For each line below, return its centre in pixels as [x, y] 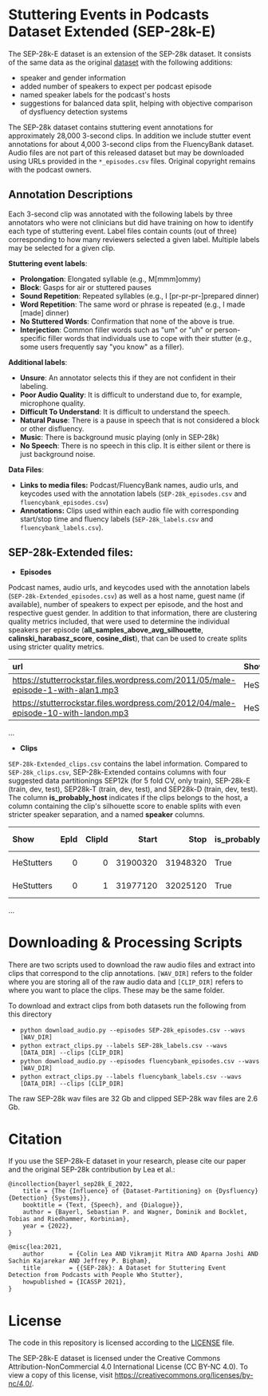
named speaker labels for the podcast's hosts [95, 94]
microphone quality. [53, 403]
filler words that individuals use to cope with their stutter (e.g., [150, 338]
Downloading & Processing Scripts [126, 942]
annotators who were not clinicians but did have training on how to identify [131, 222]
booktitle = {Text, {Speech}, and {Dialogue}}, [103, 1205]
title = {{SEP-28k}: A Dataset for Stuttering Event [124, 1268]
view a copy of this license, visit [61, 1375]
